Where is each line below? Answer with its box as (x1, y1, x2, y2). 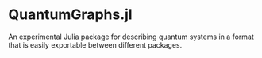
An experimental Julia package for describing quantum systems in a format (8, 32, 254, 41)
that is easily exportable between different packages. (8, 40, 183, 49)
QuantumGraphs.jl (8, 6, 133, 24)
